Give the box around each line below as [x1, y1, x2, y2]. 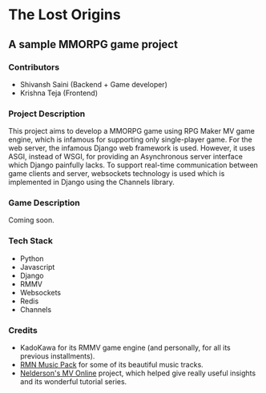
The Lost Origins [8, 6, 122, 24]
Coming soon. [8, 215, 54, 225]
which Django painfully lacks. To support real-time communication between [8, 160, 259, 170]
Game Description [8, 198, 80, 209]
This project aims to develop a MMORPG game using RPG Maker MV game [8, 126, 255, 136]
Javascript [19, 262, 55, 271]
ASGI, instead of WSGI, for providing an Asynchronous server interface [8, 152, 243, 162]
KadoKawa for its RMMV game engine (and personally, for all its [19, 343, 231, 353]
